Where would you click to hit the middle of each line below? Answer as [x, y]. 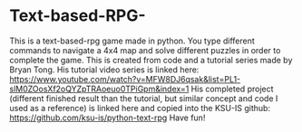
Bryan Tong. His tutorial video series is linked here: [104, 70]
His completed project [232, 89]
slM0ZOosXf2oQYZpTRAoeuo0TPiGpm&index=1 [99, 89]
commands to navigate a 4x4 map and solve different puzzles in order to [145, 50]
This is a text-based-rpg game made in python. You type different [132, 41]
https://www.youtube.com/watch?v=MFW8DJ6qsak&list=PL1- [125, 79]
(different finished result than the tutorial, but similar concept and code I [144, 98]
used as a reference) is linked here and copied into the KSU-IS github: [140, 108]
